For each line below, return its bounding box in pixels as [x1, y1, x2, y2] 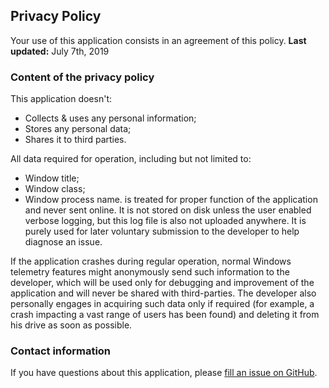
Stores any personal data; [24, 123, 132, 135]
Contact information [10, 344, 112, 358]
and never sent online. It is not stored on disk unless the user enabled [24, 204, 312, 216]
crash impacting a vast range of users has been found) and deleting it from [10, 309, 320, 321]
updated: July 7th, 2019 [10, 45, 110, 57]
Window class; [24, 183, 86, 195]
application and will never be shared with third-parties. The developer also [10, 287, 317, 299]
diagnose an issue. [24, 236, 103, 248]
